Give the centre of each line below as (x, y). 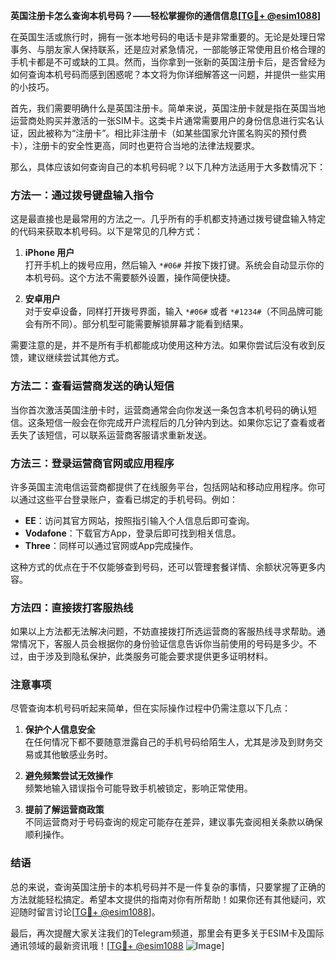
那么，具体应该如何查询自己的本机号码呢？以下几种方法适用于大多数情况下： (168, 167)
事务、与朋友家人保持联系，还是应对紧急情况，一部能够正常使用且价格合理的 (168, 49)
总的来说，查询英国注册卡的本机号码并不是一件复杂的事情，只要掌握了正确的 (168, 886)
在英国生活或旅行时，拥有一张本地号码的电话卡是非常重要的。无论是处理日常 (168, 37)
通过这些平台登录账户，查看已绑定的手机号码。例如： (128, 499)
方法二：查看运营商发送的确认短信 (92, 386)
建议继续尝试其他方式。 (76, 358)
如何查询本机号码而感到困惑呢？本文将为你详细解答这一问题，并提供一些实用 (168, 74)
